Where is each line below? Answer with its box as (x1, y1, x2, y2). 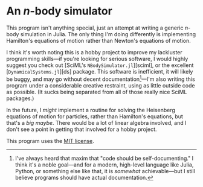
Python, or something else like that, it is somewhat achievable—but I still (14, 167, 195, 174)
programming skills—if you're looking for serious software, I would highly (6, 55, 188, 62)
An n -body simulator (6, 4, 113, 18)
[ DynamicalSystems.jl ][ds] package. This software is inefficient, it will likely (6, 68, 193, 75)
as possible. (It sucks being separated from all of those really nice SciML (6, 88, 187, 95)
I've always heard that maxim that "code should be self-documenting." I (14, 154, 194, 162)
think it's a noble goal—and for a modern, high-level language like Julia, (14, 161, 194, 168)
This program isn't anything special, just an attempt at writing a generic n (6, 24, 188, 31)
